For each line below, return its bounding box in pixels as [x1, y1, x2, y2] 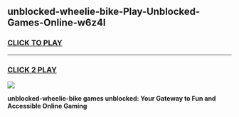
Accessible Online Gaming [7, 101, 87, 110]
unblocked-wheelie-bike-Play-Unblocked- [7, 6, 201, 18]
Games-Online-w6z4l [7, 17, 106, 29]
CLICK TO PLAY [7, 38, 63, 48]
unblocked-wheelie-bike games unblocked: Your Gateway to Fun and [7, 94, 216, 102]
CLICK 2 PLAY [7, 65, 57, 74]
